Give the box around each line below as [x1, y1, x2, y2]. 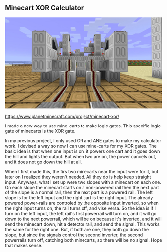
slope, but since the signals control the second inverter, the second [5, 232, 143, 238]
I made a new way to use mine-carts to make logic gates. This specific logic [5, 123, 161, 128]
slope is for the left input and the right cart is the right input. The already [5, 194, 153, 200]
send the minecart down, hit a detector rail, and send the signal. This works [5, 221, 160, 227]
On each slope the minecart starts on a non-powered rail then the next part [5, 184, 159, 190]
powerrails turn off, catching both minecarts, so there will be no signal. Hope [5, 237, 162, 243]
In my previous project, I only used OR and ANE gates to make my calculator [5, 137, 162, 143]
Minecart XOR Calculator [5, 4, 84, 12]
